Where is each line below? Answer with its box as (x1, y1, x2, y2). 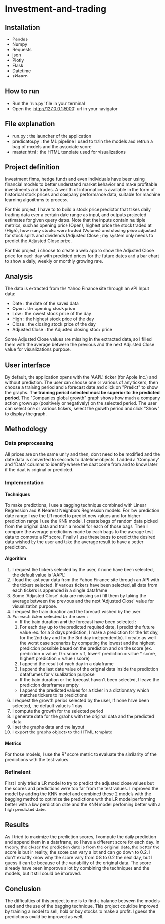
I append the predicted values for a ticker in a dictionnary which (19, 687, 149, 693)
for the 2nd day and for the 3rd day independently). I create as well (19, 635, 156, 641)
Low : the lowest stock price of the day (12, 311, 91, 317)
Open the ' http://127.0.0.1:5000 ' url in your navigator (12, 105, 118, 112)
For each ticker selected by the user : (12, 614, 88, 620)
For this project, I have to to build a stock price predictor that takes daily (5, 206, 151, 213)
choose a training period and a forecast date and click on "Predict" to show (5, 385, 158, 390)
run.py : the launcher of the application (12, 133, 92, 139)
